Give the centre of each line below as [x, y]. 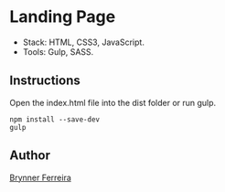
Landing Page [63, 17]
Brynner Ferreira [40, 177]
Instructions [45, 81]
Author [30, 156]
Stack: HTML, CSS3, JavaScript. [83, 42]
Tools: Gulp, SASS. [58, 51]
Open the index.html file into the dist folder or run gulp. [113, 102]
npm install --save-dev [55, 119]
